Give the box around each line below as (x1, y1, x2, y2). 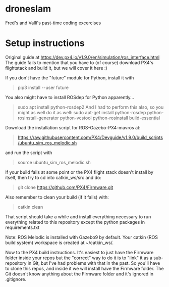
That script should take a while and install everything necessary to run (5, 213, 151, 220)
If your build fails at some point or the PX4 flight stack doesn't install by (5, 169, 154, 175)
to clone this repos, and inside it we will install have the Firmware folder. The (5, 265, 164, 271)
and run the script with (5, 150, 52, 156)
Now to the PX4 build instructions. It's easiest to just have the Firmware (5, 249, 154, 255)
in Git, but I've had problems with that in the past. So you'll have (27, 260, 160, 266)
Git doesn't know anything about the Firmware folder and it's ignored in (5, 271, 154, 277)
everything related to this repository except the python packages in (5, 219, 145, 225)
